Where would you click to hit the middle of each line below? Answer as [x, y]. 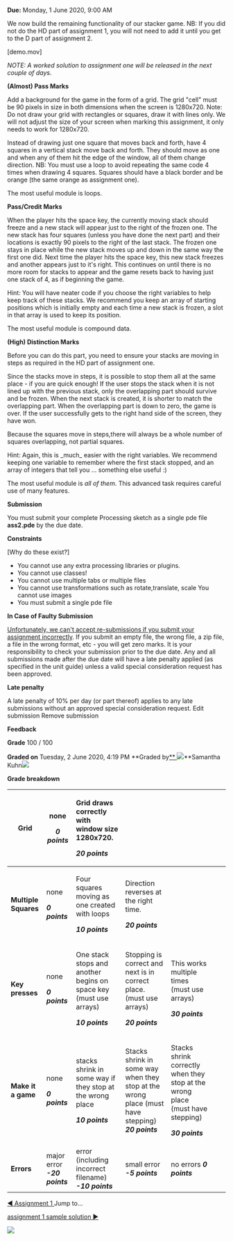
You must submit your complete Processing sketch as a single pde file [107, 517]
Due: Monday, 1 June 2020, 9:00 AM [60, 10]
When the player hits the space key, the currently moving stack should [108, 220]
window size [97, 829]
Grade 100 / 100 [30, 743]
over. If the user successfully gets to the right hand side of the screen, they [114, 413]
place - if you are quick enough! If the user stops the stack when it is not [111, 384]
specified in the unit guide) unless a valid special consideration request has [115, 666]
